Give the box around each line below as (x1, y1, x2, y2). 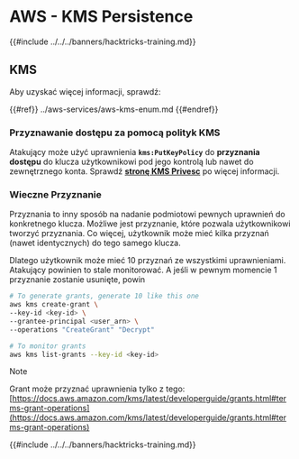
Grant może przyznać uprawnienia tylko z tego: (9, 383, 186, 394)
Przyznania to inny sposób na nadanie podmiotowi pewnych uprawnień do (9, 209, 285, 220)
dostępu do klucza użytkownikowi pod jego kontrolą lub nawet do (9, 156, 254, 168)
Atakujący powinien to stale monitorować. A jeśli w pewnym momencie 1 (9, 264, 277, 276)
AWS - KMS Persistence (9, 6, 194, 27)
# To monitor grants (9, 341, 87, 351)
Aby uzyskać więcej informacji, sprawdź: (9, 86, 161, 96)
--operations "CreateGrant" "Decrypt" (9, 325, 155, 335)
